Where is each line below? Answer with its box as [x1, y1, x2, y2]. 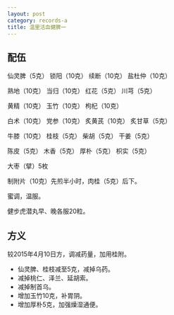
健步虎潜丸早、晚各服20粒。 [7, 207, 89, 216]
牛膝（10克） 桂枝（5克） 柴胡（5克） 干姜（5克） [7, 132, 154, 140]
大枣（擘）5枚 [7, 162, 49, 171]
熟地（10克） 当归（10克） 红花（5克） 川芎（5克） [7, 86, 156, 96]
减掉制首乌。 [17, 282, 55, 291]
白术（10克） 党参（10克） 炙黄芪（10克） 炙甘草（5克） [7, 117, 171, 125]
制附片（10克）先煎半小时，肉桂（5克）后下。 [7, 177, 141, 185]
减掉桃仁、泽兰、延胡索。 [17, 274, 92, 282]
